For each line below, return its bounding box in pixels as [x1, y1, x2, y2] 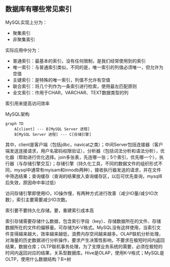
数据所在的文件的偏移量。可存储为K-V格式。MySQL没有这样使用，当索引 [5, 224, 157, 231]
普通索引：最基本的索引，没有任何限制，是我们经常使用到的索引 [12, 58, 146, 64]
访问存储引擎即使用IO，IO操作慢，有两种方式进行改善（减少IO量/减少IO [5, 190, 154, 196]
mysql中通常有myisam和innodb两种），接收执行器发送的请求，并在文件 [14, 167, 161, 173]
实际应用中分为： [5, 47, 41, 53]
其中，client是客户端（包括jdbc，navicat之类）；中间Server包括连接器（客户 [5, 141, 163, 147]
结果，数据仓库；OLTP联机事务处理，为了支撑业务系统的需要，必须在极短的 [5, 243, 163, 249]
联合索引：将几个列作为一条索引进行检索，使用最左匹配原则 [12, 83, 137, 89]
